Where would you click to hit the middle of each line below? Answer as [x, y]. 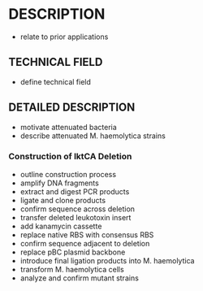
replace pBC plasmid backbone [73, 252]
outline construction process [68, 174]
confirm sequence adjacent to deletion [85, 243]
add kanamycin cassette [61, 226]
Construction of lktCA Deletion [70, 157]
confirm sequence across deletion [78, 209]
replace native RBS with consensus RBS [87, 235]
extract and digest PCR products [75, 191]
